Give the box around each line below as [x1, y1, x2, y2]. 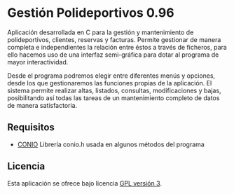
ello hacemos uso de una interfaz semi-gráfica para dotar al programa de [7, 50, 219, 59]
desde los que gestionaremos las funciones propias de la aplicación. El [7, 78, 212, 87]
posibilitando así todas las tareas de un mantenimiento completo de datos [7, 93, 220, 102]
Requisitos [7, 121, 55, 134]
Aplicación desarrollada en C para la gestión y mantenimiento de [7, 28, 194, 36]
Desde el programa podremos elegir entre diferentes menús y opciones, [7, 71, 216, 80]
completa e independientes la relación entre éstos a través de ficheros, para [7, 43, 228, 51]
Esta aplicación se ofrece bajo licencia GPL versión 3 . [7, 179, 163, 187]
